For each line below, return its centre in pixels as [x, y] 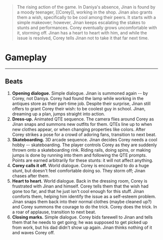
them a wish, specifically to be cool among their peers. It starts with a [86, 17]
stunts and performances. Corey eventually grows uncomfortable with [87, 28]
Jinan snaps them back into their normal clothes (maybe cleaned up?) [82, 202]
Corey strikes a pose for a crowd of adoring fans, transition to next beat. [84, 134]
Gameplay [26, 58]
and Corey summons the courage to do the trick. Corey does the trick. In [84, 206]
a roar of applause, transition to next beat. [54, 212]
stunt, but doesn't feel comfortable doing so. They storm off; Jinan [79, 171]
